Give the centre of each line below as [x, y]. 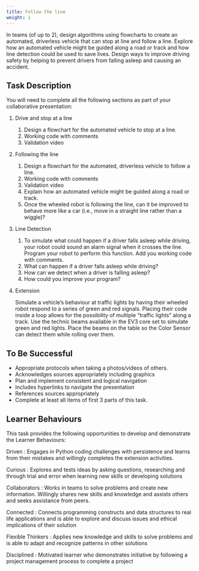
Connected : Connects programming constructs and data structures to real [99, 512]
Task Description [39, 85]
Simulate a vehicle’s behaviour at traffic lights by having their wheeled [101, 303]
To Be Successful [40, 353]
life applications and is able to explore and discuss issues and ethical [92, 519]
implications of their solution [41, 525]
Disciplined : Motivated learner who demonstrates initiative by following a [97, 555]
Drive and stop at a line [44, 118]
